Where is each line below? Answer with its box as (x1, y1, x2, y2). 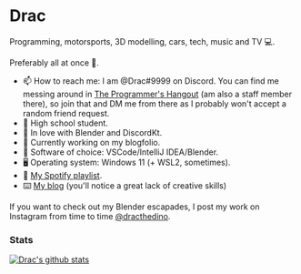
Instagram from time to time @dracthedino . (9, 210, 171, 221)
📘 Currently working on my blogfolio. (22, 137, 161, 147)
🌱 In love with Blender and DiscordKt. (22, 127, 163, 137)
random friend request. (22, 107, 110, 118)
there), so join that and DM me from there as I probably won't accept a (22, 97, 286, 109)
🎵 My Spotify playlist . (22, 169, 103, 180)
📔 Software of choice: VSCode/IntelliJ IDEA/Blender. (22, 147, 219, 157)
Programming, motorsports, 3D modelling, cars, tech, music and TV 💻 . (9, 36, 276, 46)
